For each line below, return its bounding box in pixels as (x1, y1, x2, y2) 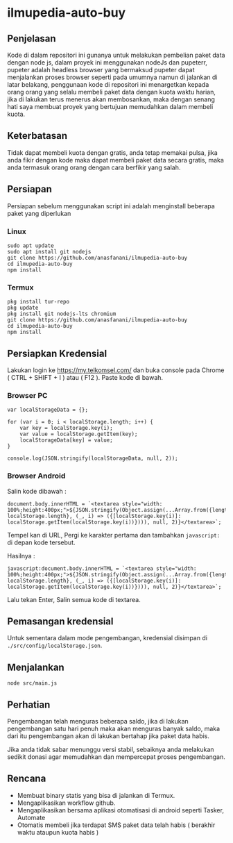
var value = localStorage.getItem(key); (19, 431, 138, 438)
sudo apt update (7, 242, 54, 249)
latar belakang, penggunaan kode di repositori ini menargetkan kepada (7, 81, 209, 88)
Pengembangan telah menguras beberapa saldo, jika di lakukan (7, 717, 189, 726)
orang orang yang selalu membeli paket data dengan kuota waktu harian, (7, 88, 216, 96)
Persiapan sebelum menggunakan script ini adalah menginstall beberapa (7, 201, 215, 210)
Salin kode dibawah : (7, 487, 67, 495)
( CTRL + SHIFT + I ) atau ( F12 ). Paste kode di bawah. (7, 374, 164, 382)
